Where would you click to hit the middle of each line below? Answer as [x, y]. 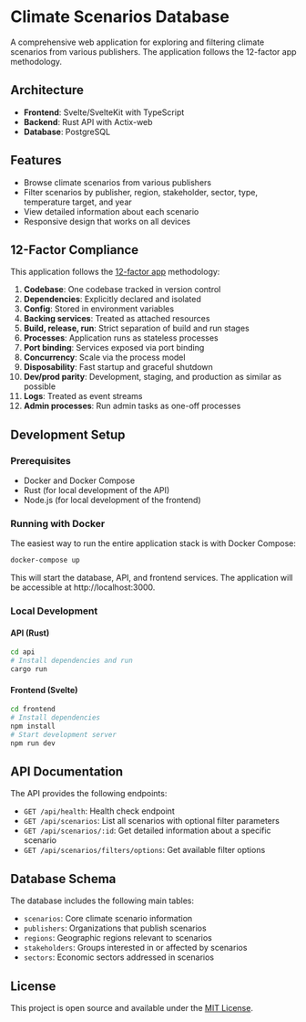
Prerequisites [41, 460]
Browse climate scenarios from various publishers [117, 182]
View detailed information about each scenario [111, 211]
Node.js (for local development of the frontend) [112, 500]
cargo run [29, 669]
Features [36, 160]
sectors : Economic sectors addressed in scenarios [119, 957]
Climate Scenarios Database [120, 17]
